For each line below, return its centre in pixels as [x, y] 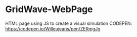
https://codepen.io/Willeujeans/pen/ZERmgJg [53, 28]
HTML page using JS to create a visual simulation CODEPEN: [69, 23]
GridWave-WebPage [49, 9]
